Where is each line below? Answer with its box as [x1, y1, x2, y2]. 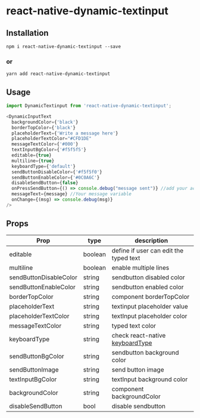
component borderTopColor [111, 292, 190, 301]
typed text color [111, 322, 157, 330]
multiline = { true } [11, 158, 55, 164]
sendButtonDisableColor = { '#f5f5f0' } [11, 169, 102, 175]
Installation [6, 28, 49, 38]
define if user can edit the [111, 246, 183, 254]
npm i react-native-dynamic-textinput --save [6, 43, 121, 49]
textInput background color [111, 375, 188, 383]
